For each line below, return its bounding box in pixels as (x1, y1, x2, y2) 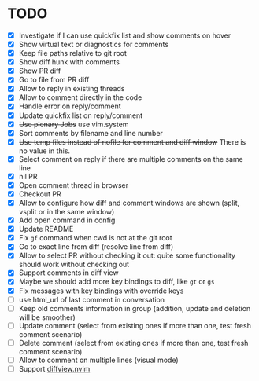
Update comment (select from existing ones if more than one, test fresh (18, 321, 251, 330)
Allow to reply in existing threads (18, 84, 125, 93)
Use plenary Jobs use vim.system (18, 119, 129, 129)
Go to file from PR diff (18, 75, 90, 85)
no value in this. (18, 146, 71, 156)
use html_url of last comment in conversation (18, 295, 165, 304)
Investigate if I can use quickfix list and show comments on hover (18, 31, 231, 40)
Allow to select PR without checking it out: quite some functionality (18, 251, 236, 260)
